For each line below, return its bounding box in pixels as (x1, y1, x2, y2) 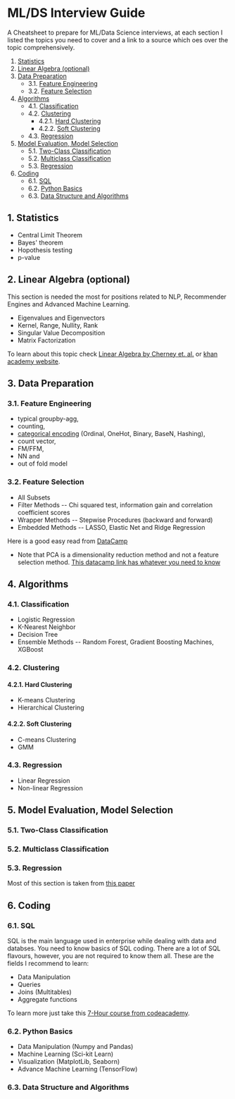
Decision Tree (17, 631, 58, 639)
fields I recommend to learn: (7, 960, 89, 968)
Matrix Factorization (17, 336, 76, 344)
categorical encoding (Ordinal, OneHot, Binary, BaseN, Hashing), (17, 430, 205, 438)
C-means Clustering (17, 735, 77, 744)
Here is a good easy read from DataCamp (7, 537, 128, 545)
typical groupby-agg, (17, 414, 79, 423)
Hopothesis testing (17, 245, 72, 254)
